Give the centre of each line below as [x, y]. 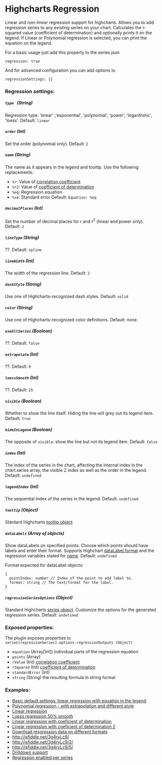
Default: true [18, 418]
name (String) [18, 155]
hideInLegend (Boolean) [29, 429]
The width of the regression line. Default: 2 [47, 273]
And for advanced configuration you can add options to [60, 70]
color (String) [19, 307]
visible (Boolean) [23, 401]
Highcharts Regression [52, 9]
